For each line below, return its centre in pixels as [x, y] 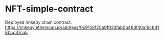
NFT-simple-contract [49, 9]
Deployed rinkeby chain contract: [39, 22]
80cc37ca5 [16, 32]
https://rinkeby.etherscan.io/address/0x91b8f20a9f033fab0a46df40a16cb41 [82, 27]
